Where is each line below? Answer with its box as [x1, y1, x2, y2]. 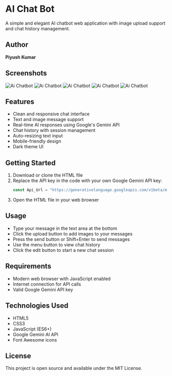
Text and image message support [12, 116, 84, 123]
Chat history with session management [12, 127, 96, 133]
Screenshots [5, 69, 47, 77]
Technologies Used [5, 301, 68, 310]
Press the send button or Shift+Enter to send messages [12, 236, 130, 242]
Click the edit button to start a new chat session [12, 247, 114, 253]
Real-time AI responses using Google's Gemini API [12, 122, 120, 128]
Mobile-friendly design [12, 138, 62, 144]
